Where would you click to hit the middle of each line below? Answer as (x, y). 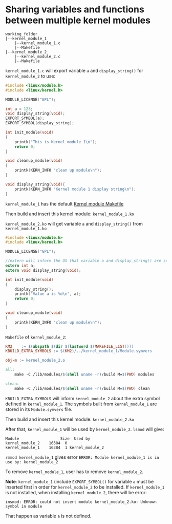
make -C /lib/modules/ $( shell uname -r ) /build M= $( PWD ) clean (82, 388)
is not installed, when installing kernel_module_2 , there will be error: (76, 492)
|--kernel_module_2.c (37, 57)
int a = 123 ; (19, 109)
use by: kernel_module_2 (32, 462)
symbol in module (24, 506)
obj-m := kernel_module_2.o (35, 361)
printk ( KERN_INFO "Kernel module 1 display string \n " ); (76, 189)
